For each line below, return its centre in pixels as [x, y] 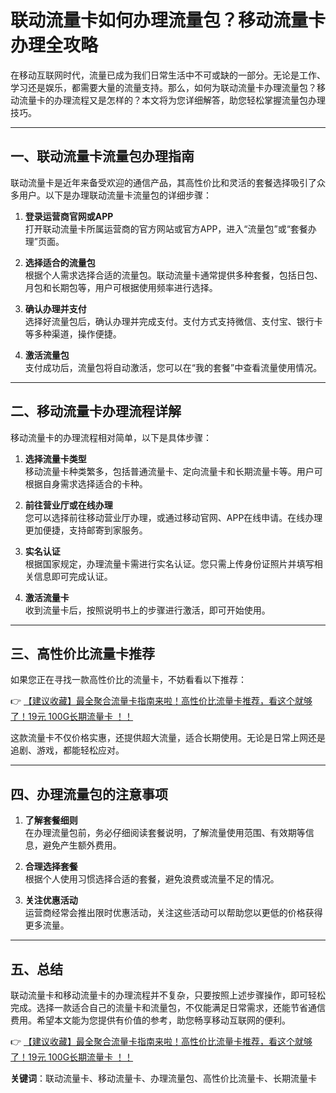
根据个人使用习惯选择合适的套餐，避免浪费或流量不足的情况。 [152, 879]
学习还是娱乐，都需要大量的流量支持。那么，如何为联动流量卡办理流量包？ [163, 87]
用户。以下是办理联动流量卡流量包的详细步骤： [115, 195]
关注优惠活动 [51, 900]
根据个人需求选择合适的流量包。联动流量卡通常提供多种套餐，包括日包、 [173, 275]
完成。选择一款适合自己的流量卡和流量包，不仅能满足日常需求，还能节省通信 [168, 1007]
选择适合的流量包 [60, 262]
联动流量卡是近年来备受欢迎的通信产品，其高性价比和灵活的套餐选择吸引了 [163, 182]
